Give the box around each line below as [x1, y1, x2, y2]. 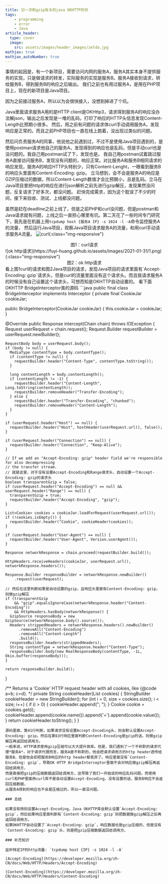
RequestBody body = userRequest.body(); [5, 341, 91, 347]
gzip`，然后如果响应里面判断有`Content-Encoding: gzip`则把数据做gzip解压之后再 [5, 812, 161, 817]
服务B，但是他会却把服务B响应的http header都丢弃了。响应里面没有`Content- [5, 755, 148, 760]
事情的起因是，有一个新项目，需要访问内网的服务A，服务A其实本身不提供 [5, 69, 156, 75]
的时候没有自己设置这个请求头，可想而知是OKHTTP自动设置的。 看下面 [5, 279, 152, 285]
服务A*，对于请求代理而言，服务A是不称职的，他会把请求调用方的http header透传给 [11, 750, 162, 755]
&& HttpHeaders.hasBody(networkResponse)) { [14, 609, 109, 615]
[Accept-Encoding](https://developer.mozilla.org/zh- [5, 856, 120, 861]
